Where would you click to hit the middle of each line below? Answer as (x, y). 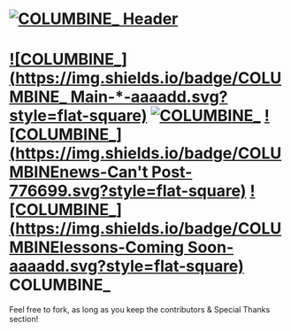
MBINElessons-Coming (96, 247)
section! (24, 319)
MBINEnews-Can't (79, 172)
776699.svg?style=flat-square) (128, 191)
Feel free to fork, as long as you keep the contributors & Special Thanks (140, 310)
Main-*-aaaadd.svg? (149, 97)
